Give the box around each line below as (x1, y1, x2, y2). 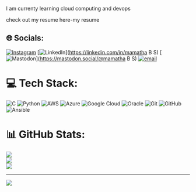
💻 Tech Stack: (6, 77, 78, 90)
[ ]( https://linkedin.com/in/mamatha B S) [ (37, 49, 162, 56)
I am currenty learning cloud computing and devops (6, 5, 131, 12)
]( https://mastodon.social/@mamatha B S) (36, 55, 137, 62)
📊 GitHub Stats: (6, 128, 86, 141)
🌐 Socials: (6, 33, 44, 43)
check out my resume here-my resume (6, 16, 100, 23)
